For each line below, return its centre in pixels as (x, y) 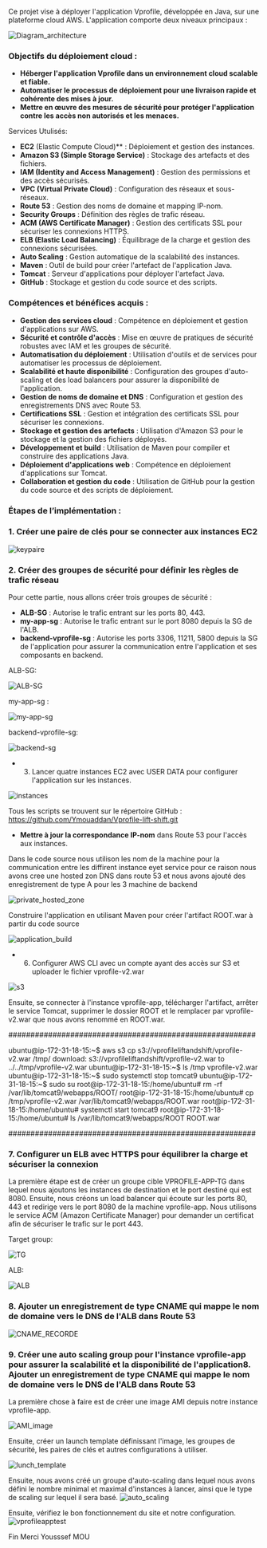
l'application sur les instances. (81, 780)
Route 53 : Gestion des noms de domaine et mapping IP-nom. (121, 206)
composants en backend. (61, 655)
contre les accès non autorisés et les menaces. (99, 116)
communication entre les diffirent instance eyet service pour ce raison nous (132, 868)
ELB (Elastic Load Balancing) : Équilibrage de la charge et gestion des (135, 240)
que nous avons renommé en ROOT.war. (99, 1019)
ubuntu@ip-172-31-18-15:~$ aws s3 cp (72, 1050)
